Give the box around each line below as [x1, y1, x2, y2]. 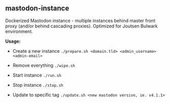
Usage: [5, 38, 21, 44]
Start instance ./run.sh [12, 72, 62, 78]
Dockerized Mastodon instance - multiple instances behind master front [5, 17, 156, 23]
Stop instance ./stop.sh [12, 82, 63, 88]
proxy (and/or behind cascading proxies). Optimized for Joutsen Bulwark [5, 23, 158, 29]
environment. [5, 28, 33, 35]
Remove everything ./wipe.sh [12, 62, 75, 68]
